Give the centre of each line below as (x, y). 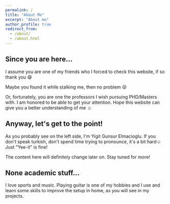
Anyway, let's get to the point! (54, 124)
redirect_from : (21, 29)
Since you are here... (39, 59)
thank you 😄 (19, 77)
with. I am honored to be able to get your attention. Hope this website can (82, 102)
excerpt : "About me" (27, 19)
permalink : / (19, 10)
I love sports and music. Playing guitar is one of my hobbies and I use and (83, 185)
